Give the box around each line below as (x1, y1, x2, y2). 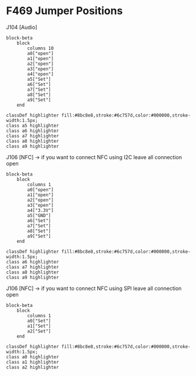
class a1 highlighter (6, 359, 59, 365)
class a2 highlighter (6, 364, 59, 370)
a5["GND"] (27, 212, 51, 219)
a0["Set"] (27, 318, 51, 324)
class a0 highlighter (6, 354, 59, 360)
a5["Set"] (27, 76, 51, 82)
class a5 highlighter (6, 123, 59, 128)
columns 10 (27, 45, 54, 51)
